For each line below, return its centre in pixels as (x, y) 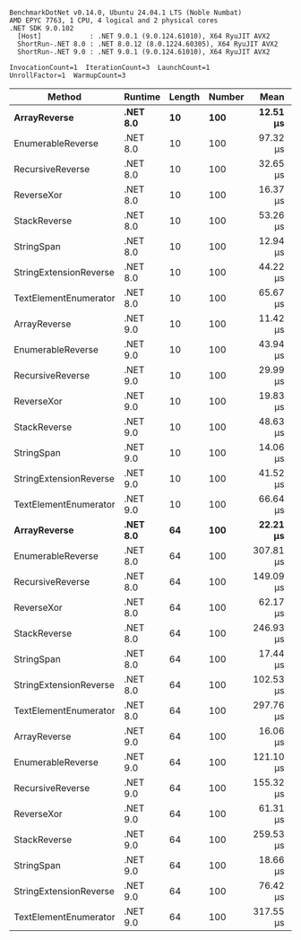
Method (65, 97)
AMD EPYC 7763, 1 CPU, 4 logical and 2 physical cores (114, 21)
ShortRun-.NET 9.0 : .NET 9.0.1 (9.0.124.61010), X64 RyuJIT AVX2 (144, 52)
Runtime (142, 97)
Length (185, 97)
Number (227, 97)
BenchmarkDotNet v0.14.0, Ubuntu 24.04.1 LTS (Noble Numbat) (126, 13)
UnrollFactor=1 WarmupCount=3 (68, 75)
